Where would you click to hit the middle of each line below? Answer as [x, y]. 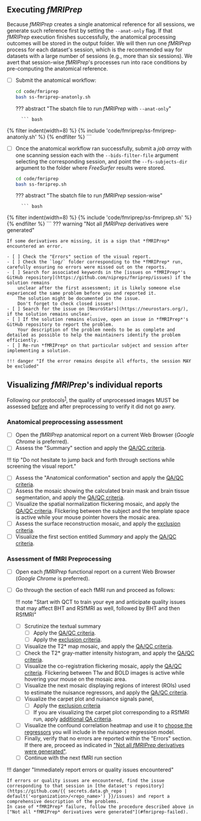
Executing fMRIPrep [45, 10]
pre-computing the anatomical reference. [58, 69]
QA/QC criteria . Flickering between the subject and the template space [102, 511]
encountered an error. [35, 246]
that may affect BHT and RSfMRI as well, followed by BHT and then [98, 609]
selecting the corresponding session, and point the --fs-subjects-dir [101, 161]
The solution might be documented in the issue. [79, 299]
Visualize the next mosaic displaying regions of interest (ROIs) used [107, 686]
